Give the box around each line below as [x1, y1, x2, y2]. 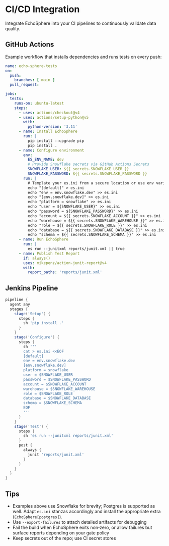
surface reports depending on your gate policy [12, 530, 110, 536]
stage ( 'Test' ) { [14, 424, 49, 429]
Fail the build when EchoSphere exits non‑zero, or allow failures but [12, 524, 152, 530]
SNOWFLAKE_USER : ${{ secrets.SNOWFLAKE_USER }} [27, 167, 129, 172]
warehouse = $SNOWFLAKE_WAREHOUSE [23, 386, 96, 391]
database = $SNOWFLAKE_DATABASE [23, 395, 92, 401]
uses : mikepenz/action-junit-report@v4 [23, 260, 107, 266]
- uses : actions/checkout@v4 [18, 110, 80, 115]
